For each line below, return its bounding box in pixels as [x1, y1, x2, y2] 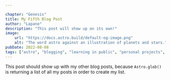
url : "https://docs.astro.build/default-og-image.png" [14, 35, 133, 41]
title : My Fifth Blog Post [5, 16, 63, 22]
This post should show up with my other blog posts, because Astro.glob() [5, 63, 162, 69]
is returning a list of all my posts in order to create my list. [5, 69, 126, 75]
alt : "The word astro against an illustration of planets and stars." [14, 40, 167, 46]
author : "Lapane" [5, 21, 42, 26]
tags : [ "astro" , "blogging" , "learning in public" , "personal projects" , [5, 49, 165, 55]
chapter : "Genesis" [5, 12, 47, 17]
